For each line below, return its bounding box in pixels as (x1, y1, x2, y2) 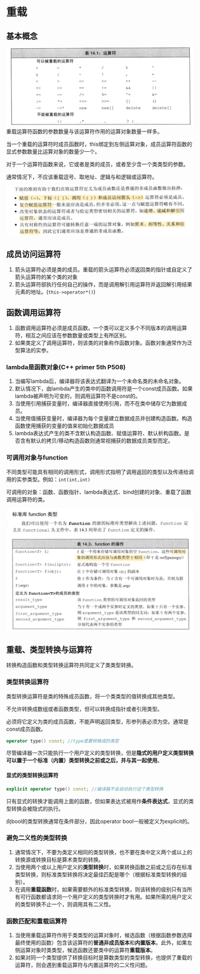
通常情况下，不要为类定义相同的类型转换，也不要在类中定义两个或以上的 (14, 848, 192, 856)
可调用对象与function (6, 454, 68, 462)
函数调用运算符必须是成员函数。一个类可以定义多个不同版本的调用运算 (14, 324, 187, 332)
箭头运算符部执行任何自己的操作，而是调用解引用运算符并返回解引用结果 (14, 281, 192, 288)
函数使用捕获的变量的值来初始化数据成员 (14, 422, 114, 429)
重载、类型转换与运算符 (6, 644, 92, 655)
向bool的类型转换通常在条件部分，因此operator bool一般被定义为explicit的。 (6, 817, 193, 825)
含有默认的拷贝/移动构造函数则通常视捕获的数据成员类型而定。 (20, 437, 174, 444)
